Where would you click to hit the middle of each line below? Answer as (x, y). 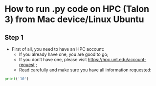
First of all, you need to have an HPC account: (58, 49)
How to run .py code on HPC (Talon (77, 9)
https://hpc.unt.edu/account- (117, 59)
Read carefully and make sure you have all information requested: (85, 70)
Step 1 (14, 37)
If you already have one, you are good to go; (64, 54)
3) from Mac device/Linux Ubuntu (74, 19)
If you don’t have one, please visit (53, 59)
